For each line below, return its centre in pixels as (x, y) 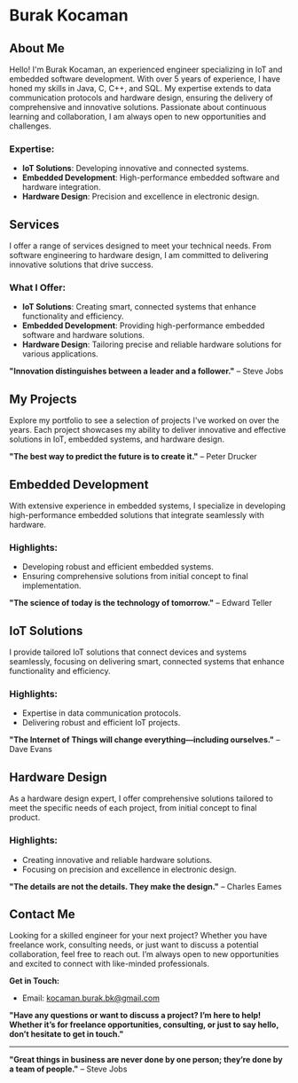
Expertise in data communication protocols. (102, 713)
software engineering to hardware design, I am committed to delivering (139, 255)
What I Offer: (38, 287)
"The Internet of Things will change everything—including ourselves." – (145, 740)
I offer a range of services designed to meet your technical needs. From (141, 246)
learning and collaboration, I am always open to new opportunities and (137, 117)
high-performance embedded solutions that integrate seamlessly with (137, 515)
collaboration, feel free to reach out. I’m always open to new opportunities (144, 954)
